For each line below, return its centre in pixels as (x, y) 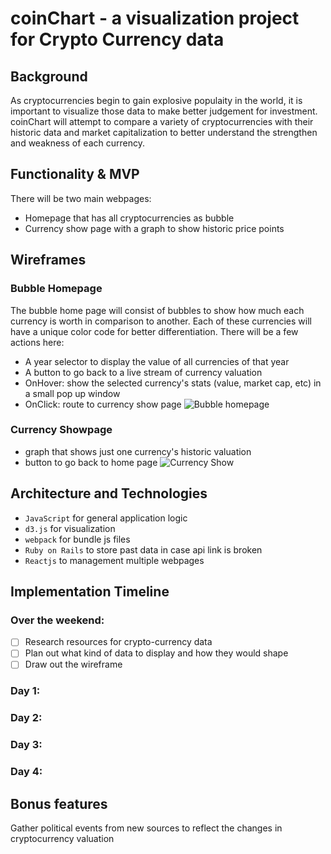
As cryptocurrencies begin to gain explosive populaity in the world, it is (156, 100)
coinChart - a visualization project (155, 18)
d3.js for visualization (70, 528)
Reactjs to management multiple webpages (114, 560)
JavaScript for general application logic (106, 518)
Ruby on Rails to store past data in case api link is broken (143, 549)
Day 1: (25, 691)
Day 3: (26, 745)
